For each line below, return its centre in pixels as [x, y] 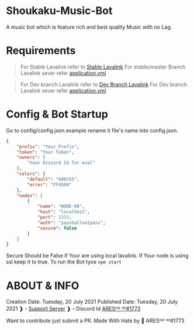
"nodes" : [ [30, 195]
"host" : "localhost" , [64, 212]
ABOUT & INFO [43, 286]
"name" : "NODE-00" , [61, 207]
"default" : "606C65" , [53, 179]
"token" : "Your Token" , [46, 152]
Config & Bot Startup [57, 114]
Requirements [41, 51]
